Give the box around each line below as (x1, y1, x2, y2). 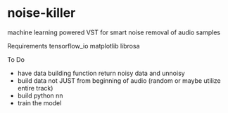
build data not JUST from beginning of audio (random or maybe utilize (17, 76, 222, 85)
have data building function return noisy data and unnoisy (17, 69, 185, 77)
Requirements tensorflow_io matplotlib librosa (7, 41, 140, 50)
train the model (17, 98, 62, 107)
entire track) (17, 84, 53, 92)
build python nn (17, 91, 63, 100)
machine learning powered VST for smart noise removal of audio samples (7, 28, 220, 36)
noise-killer (7, 5, 76, 21)
